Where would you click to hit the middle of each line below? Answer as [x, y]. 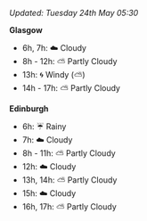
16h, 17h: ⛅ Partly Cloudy [69, 207]
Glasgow [26, 30]
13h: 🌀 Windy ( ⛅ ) [54, 74]
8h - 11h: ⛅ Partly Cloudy [69, 153]
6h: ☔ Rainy [44, 127]
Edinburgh [29, 109]
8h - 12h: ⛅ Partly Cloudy [69, 61]
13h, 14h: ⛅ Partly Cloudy [69, 180]
